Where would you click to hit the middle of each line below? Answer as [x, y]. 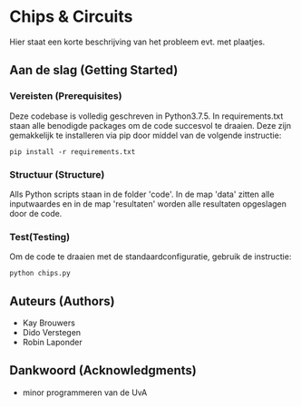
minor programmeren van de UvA [85, 392]
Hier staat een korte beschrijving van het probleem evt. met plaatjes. [137, 42]
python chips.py [40, 274]
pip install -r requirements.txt [73, 151]
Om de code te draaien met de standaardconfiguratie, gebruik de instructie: [150, 257]
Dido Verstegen [52, 333]
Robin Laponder [53, 343]
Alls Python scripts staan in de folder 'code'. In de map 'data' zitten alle [142, 194]
